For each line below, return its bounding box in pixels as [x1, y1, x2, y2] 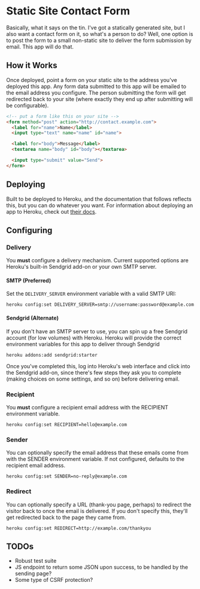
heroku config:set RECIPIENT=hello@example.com [6, 421, 128, 427]
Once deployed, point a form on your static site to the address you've [6, 76, 178, 83]
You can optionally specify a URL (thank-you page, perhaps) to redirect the [6, 501, 192, 508]
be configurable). [6, 102, 49, 109]
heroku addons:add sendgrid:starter [6, 352, 98, 358]
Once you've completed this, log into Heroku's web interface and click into [6, 362, 190, 369]
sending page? [14, 570, 52, 577]
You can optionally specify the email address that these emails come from [6, 449, 189, 456]
